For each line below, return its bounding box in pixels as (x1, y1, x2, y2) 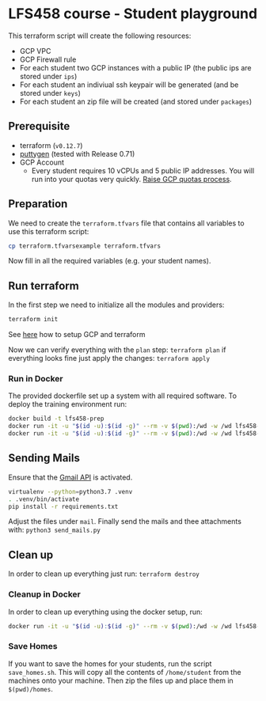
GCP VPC (19, 46, 51, 55)
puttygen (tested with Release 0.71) (19, 149, 135, 158)
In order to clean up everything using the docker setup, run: (8, 607, 203, 616)
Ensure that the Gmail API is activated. (8, 472, 133, 482)
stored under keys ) (19, 88, 81, 97)
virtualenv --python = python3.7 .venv (8, 487, 133, 495)
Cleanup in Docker (8, 589, 81, 600)
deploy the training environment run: (8, 400, 127, 409)
